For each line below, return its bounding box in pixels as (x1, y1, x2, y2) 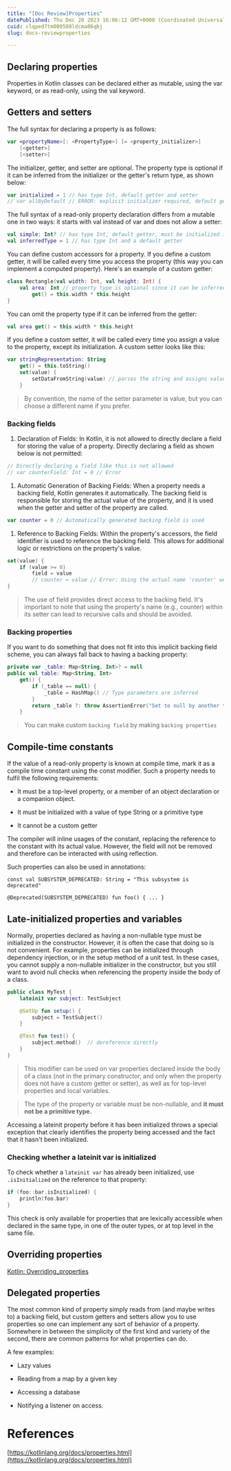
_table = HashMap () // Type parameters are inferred (43, 689, 198, 696)
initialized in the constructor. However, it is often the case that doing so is (7, 938, 214, 947)
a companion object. (16, 795, 76, 803)
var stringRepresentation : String (7, 356, 107, 363)
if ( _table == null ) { (32, 682, 97, 690)
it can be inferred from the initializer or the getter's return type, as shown (7, 170, 214, 179)
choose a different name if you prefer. (23, 402, 132, 410)
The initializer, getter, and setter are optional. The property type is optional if (7, 164, 223, 172)
